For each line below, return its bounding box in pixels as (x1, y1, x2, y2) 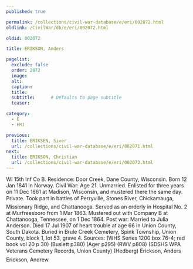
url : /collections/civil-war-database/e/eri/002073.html (11, 160, 154, 166)
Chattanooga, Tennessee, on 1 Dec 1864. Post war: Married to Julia (6, 216, 168, 223)
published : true (6, 8, 46, 15)
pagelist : (6, 56, 31, 62)
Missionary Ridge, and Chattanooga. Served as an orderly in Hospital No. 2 (6, 203, 188, 210)
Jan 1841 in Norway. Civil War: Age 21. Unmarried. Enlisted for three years (6, 181, 184, 189)
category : (6, 111, 31, 117)
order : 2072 (11, 68, 41, 73)
